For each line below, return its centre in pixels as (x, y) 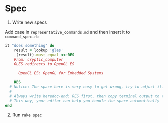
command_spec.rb (22, 37)
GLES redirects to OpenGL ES (44, 64)
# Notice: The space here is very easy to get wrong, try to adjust (82, 87)
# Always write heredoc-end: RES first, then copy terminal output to (85, 96)
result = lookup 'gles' (39, 50)
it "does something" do (30, 45)
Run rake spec (27, 115)
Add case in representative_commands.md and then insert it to (68, 32)
